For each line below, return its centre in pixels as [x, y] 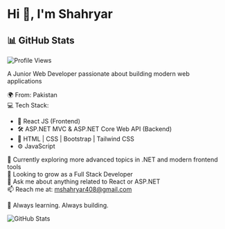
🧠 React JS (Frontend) [49, 121]
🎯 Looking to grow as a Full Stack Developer [70, 174]
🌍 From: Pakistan [32, 95]
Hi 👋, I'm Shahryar [60, 14]
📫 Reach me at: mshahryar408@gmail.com [70, 189]
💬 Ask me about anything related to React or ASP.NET [84, 181]
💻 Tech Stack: [28, 105]
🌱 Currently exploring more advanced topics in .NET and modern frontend [112, 159]
